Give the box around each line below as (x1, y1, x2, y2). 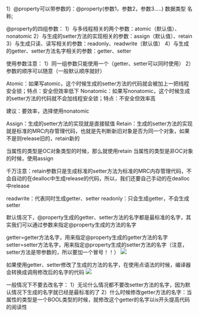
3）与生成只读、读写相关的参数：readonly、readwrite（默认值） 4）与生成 (6, 40, 189, 47)
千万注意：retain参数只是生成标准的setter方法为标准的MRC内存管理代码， (6, 168, 187, 174)
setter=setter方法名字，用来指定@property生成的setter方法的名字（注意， (6, 241, 188, 248)
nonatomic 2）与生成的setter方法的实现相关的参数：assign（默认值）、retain (6, 33, 193, 40)
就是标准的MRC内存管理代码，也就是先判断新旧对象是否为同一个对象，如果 (6, 127, 190, 135)
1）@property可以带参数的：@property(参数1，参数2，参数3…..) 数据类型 (6, 5, 186, 12)
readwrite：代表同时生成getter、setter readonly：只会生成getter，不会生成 (6, 195, 189, 202)
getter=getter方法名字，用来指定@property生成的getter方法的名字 (6, 234, 168, 241)
